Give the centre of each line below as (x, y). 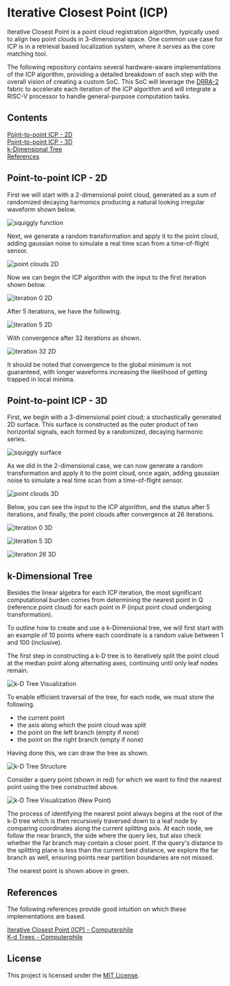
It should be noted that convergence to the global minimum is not (99, 364)
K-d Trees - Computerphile (45, 937)
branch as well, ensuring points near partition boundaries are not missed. (111, 857)
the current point (41, 718)
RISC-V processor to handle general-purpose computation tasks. (99, 96)
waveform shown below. (42, 209)
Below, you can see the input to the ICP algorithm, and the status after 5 (109, 507)
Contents (27, 118)
